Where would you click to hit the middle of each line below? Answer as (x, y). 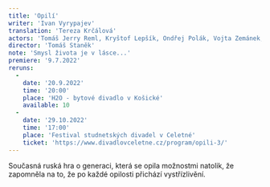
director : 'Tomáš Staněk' (51, 46)
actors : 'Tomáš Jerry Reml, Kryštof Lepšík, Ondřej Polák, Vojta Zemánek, (136, 38)
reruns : (21, 68)
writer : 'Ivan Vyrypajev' (51, 23)
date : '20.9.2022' (53, 83)
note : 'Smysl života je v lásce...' (70, 53)
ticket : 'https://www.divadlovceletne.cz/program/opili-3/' (125, 142)
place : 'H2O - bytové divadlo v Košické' (93, 98)
